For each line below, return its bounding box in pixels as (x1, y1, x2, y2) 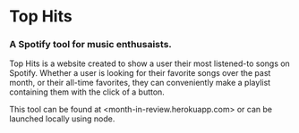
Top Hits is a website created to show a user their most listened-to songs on (9, 58, 291, 69)
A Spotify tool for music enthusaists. (9, 38, 173, 51)
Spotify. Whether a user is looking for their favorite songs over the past (9, 68, 271, 79)
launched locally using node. (9, 113, 115, 124)
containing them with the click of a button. (9, 87, 166, 97)
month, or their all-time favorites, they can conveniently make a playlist (9, 78, 271, 88)
